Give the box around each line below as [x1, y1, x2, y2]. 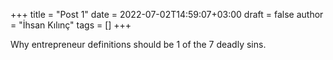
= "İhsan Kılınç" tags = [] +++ [10, 19, 132, 31]
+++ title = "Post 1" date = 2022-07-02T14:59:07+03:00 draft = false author [10, 9, 324, 20]
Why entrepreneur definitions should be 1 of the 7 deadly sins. [10, 39, 267, 50]
